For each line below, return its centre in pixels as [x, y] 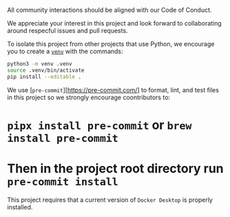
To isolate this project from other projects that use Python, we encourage [111, 44]
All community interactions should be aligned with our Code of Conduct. [109, 10]
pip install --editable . [44, 76]
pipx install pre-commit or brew [100, 125]
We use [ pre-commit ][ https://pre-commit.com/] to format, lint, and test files [113, 90]
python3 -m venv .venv [40, 64]
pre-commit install [63, 182]
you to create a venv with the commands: [65, 51]
